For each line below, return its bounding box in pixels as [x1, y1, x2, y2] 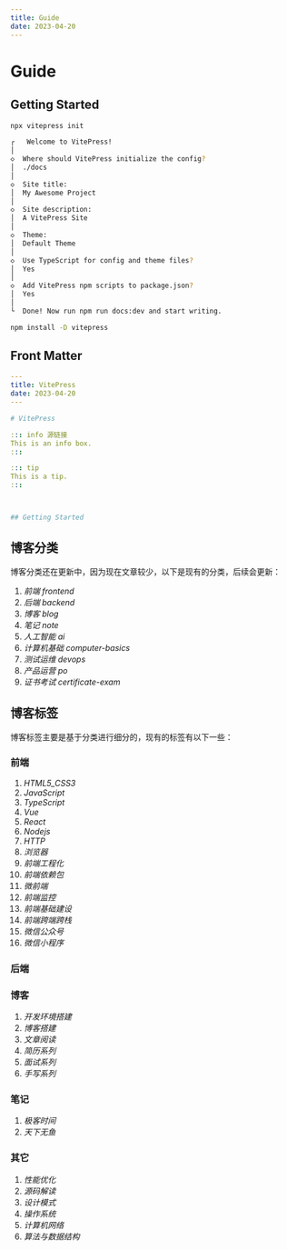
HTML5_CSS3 [23, 777, 76, 788]
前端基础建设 [23, 903, 72, 914]
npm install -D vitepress [10, 323, 108, 332]
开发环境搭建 [23, 1011, 72, 1023]
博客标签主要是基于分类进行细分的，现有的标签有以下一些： [10, 731, 233, 742]
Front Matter [10, 348, 83, 364]
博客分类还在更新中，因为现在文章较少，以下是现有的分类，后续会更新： [10, 565, 281, 577]
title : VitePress [10, 381, 76, 390]
